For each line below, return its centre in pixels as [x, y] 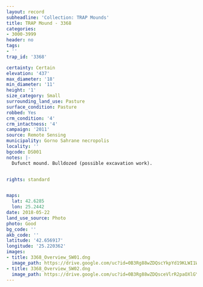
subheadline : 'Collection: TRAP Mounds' [58, 18]
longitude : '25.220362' [36, 246]
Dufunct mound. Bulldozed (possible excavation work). [82, 163]
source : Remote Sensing [36, 135]
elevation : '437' [28, 73]
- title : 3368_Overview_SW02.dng [48, 269]
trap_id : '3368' [27, 57]
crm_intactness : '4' [32, 124]
